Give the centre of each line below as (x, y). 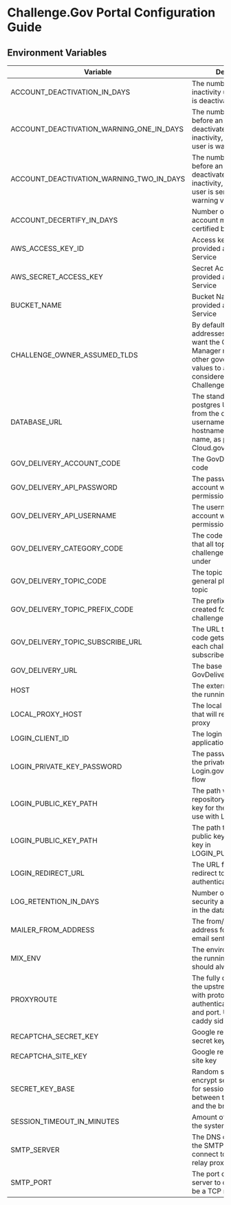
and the (204, 1106)
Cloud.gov (208, 448)
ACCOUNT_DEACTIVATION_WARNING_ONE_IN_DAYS (97, 129)
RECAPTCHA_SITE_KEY (49, 1056)
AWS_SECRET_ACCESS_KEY (57, 277)
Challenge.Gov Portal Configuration (111, 13)
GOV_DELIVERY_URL (44, 670)
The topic (207, 572)
